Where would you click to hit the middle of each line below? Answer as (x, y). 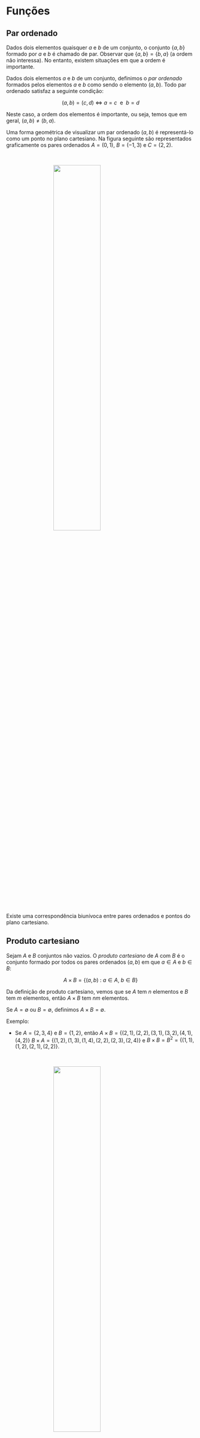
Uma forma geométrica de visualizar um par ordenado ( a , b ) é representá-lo (100, 132)
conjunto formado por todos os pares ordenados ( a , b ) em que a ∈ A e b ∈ (99, 962)
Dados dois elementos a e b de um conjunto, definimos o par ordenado (94, 78)
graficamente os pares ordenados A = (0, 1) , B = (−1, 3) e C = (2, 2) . (90, 145)
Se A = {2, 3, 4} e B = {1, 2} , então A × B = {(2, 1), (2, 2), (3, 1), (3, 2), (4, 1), (104, 1033)
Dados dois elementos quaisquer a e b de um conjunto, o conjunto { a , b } (96, 47)
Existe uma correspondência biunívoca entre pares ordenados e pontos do (98, 916)
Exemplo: (18, 1021)
